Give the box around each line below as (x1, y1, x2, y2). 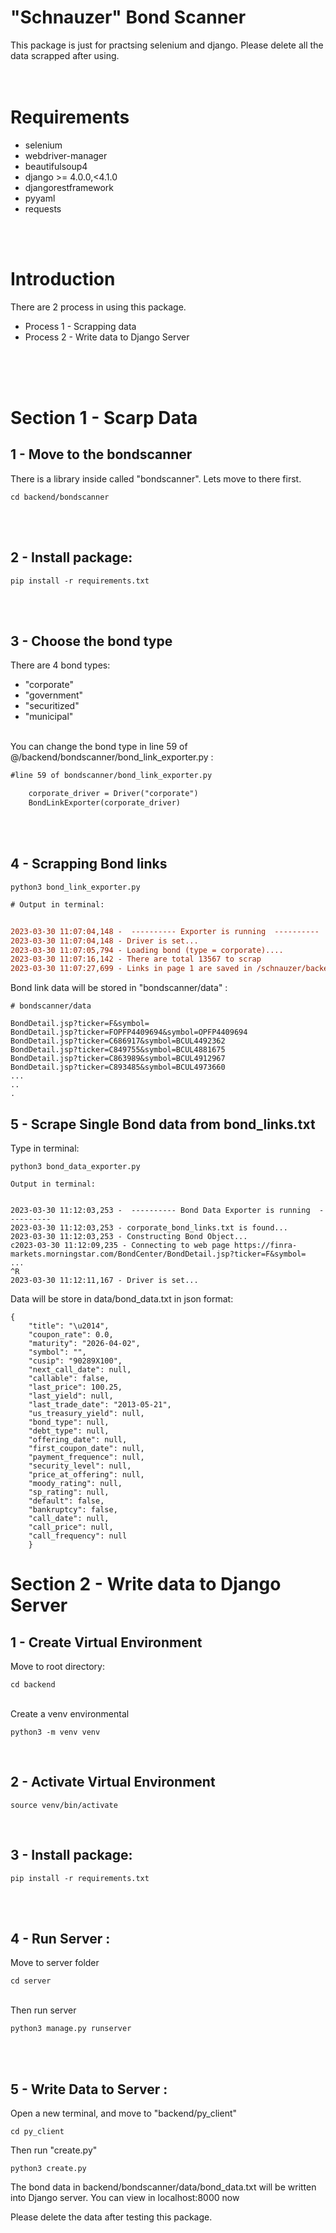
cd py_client (10, 2127, 65, 2137)
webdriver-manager (24, 149, 108, 161)
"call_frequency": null (28, 1531, 128, 1541)
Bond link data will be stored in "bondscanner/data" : (10, 982, 228, 994)
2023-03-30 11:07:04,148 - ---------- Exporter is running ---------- (10, 926, 320, 936)
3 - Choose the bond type (10, 633, 173, 650)
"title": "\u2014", (28, 1321, 110, 1331)
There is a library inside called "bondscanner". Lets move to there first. (10, 472, 302, 485)
